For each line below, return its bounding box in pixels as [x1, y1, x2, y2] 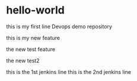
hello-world [6, 4, 65, 17]
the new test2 [6, 57, 40, 64]
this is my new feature [6, 34, 60, 41]
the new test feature [6, 45, 56, 53]
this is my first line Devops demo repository [6, 23, 113, 30]
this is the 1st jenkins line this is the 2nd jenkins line [6, 68, 132, 75]
